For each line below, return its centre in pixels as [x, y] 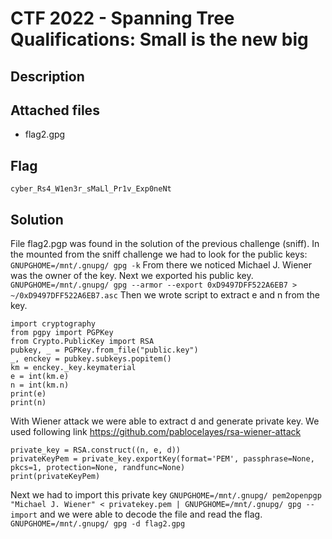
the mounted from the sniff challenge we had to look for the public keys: [159, 254]
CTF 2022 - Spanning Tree [122, 18]
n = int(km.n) [40, 385]
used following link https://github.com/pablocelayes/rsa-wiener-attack [156, 432]
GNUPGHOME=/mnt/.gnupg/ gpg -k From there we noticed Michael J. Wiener [161, 265]
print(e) [28, 394]
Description [47, 76]
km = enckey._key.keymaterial [73, 368]
